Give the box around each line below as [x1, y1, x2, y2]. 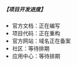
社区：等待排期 [12, 44, 50, 52]
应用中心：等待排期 [12, 52, 61, 60]
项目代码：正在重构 [12, 29, 61, 36]
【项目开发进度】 [3, 5, 46, 13]
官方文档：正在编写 [12, 22, 61, 29]
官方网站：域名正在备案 [12, 37, 71, 44]
